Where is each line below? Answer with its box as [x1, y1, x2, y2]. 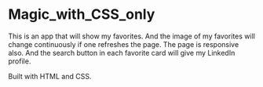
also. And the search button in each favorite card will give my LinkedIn [8, 48, 236, 57]
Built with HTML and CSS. [8, 71, 92, 81]
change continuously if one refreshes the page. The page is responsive [8, 39, 239, 49]
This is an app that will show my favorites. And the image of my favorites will [8, 31, 255, 41]
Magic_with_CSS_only [8, 5, 155, 24]
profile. [8, 56, 31, 66]
